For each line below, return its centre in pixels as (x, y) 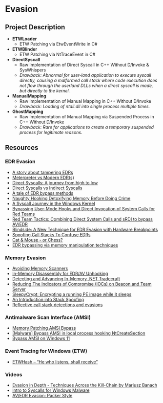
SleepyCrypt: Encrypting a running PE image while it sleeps (72, 294)
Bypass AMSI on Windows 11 (41, 338)
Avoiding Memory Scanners (40, 268)
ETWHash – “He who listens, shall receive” (55, 362)
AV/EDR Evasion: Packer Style (42, 395)
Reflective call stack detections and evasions (57, 305)
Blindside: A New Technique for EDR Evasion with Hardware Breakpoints (85, 229)
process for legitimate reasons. (51, 132)
